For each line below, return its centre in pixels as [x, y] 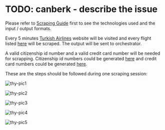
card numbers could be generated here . [46, 64]
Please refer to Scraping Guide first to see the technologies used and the [80, 23]
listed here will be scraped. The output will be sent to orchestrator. [73, 43]
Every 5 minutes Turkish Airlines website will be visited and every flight [78, 38]
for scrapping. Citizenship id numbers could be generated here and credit [81, 58]
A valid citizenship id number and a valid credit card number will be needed [83, 53]
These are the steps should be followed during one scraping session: [76, 73]
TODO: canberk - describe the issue [81, 9]
